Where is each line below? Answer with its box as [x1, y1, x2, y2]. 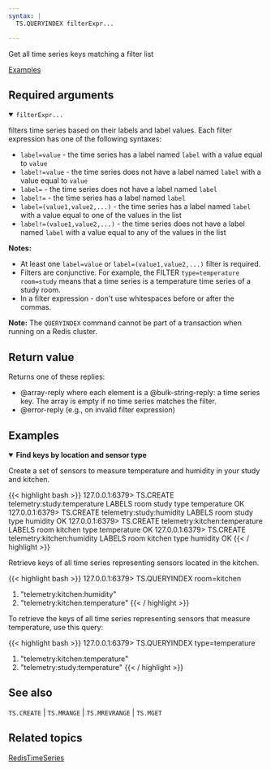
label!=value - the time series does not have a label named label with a [19, 167, 261, 177]
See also [8, 686, 53, 700]
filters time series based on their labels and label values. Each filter [8, 125, 233, 135]
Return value [8, 350, 75, 364]
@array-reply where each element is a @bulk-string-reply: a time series [19, 388, 260, 398]
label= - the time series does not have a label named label [19, 185, 217, 194]
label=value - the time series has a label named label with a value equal [19, 150, 263, 159]
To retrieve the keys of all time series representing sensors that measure [8, 613, 251, 623]
